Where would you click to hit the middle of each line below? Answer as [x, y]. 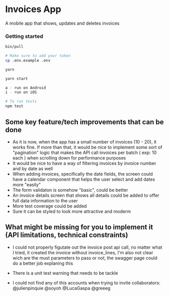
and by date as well [32, 168]
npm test [14, 106]
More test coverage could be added [50, 206]
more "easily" [27, 184]
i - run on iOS [21, 92]
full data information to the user [45, 200]
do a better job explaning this [43, 263]
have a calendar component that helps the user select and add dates [84, 179]
